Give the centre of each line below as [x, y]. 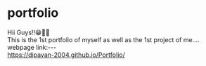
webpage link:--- [32, 47]
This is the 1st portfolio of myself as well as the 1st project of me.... [103, 39]
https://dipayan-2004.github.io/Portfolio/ [66, 55]
